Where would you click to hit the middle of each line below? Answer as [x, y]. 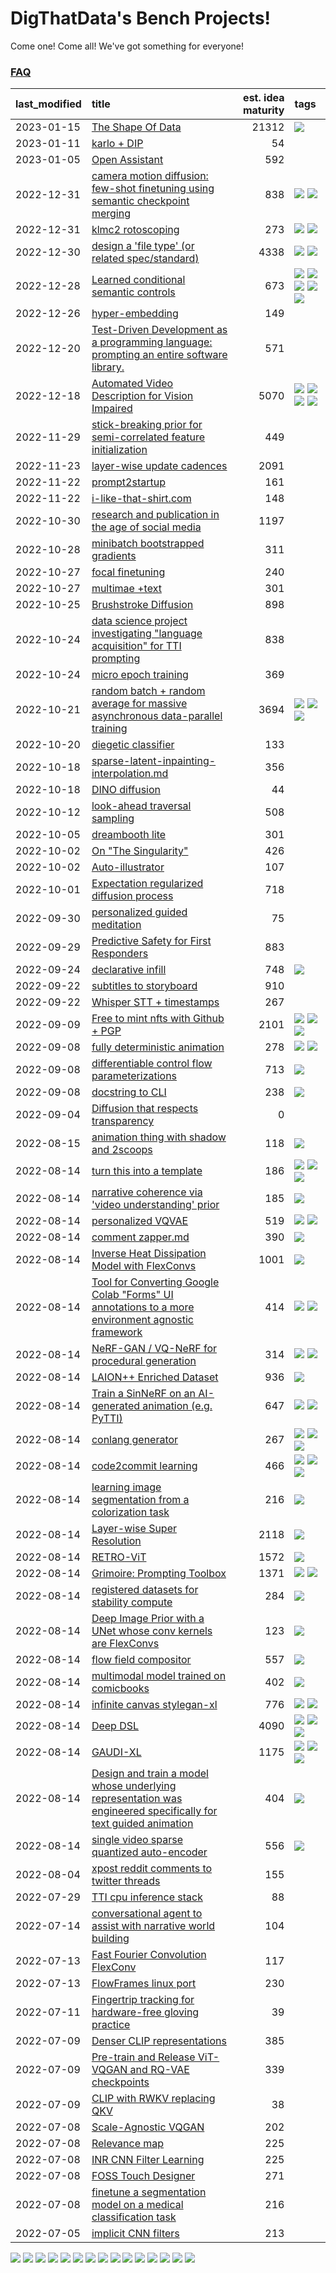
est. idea [264, 98]
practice [111, 2025]
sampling [113, 819]
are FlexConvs [125, 1644]
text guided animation [142, 1824]
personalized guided [139, 912]
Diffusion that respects [145, 1109]
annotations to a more [143, 1307]
